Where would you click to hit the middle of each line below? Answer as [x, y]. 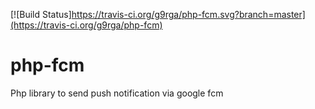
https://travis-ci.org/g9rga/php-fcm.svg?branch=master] [188, 14]
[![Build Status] [41, 14]
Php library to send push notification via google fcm [117, 93]
